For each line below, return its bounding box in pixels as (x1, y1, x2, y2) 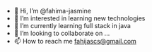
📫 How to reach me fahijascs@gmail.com (13, 37, 136, 45)
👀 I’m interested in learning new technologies (13, 14, 146, 22)
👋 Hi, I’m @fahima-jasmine (13, 7, 92, 15)
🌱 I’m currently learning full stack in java (13, 22, 131, 30)
